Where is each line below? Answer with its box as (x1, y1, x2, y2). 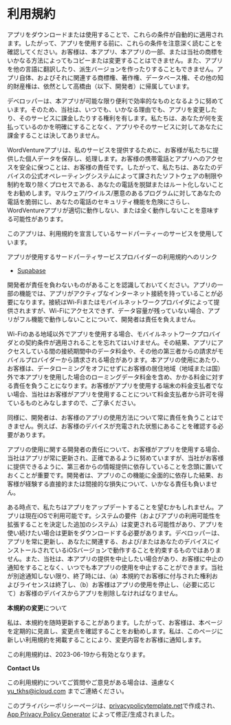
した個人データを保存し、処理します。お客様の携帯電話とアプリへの (12, 154, 206, 163)
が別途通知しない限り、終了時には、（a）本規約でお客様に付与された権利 (7, 571, 212, 580)
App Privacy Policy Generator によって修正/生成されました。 (7, 710, 179, 718)
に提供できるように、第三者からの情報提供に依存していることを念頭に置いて (7, 462, 223, 471)
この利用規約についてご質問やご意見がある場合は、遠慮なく (7, 678, 176, 686)
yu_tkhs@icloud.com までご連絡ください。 (7, 686, 129, 695)
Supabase (16, 266, 46, 274)
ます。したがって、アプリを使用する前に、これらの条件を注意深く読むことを (7, 39, 223, 47)
